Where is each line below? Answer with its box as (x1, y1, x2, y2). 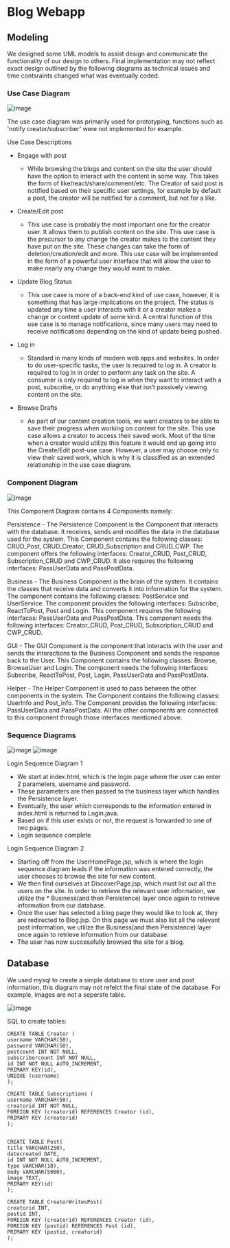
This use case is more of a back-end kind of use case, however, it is (27, 291, 220, 299)
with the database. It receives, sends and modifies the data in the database (7, 527, 220, 535)
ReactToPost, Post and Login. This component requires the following (7, 606, 201, 614)
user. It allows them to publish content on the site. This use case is (27, 228, 216, 236)
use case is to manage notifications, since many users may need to (27, 320, 218, 328)
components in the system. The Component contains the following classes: (7, 691, 220, 700)
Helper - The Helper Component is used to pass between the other (7, 684, 197, 692)
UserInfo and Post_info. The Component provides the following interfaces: (7, 698, 218, 707)
